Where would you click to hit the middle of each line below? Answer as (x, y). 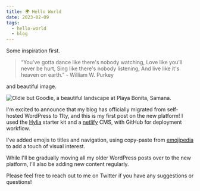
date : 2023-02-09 (28, 17)
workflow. (18, 129)
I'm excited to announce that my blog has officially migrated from (86, 109)
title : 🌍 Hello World (34, 12)
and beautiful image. (31, 86)
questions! (19, 182)
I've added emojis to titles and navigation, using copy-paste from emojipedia (100, 140)
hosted (15, 116)
